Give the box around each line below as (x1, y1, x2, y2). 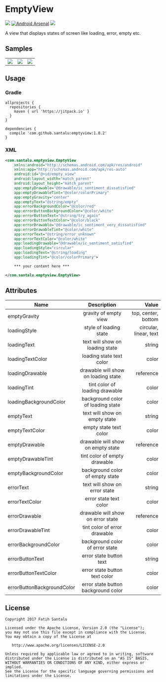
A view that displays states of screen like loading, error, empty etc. (5, 30, 141, 36)
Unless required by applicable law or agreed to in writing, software (5, 652, 154, 657)
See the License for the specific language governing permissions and (5, 669, 154, 674)
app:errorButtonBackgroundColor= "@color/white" (14, 208, 114, 214)
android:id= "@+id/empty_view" (14, 172, 77, 177)
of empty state (85, 473, 120, 479)
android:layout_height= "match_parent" (14, 181, 94, 186)
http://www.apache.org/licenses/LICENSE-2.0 (11, 643, 105, 648)
